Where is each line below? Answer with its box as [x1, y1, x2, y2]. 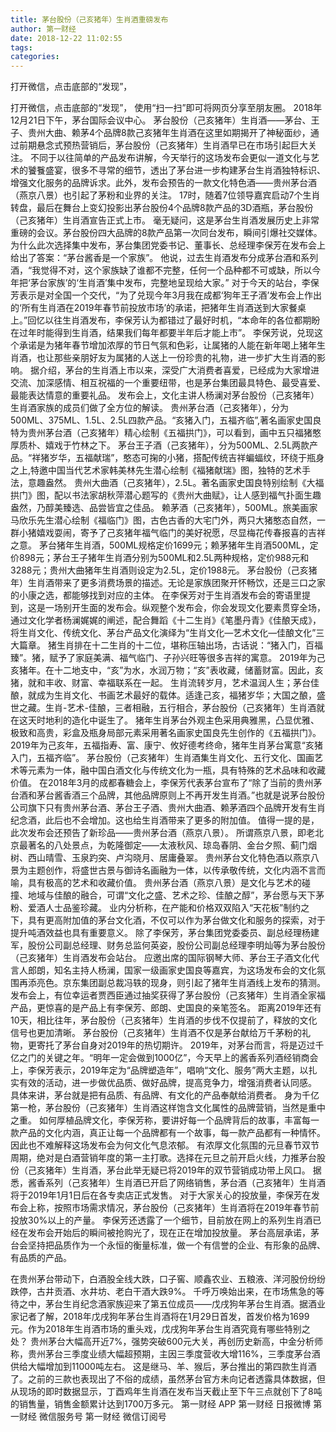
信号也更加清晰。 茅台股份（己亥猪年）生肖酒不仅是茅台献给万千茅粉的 [10, 1027, 302, 1039]
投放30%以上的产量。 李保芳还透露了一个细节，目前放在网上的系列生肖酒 [10, 1214, 313, 1226]
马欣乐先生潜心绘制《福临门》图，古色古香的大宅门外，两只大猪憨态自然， [10, 514, 317, 526]
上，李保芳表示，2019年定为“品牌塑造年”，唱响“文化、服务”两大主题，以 [10, 1064, 309, 1076]
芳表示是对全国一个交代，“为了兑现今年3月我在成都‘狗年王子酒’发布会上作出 [10, 289, 323, 301]
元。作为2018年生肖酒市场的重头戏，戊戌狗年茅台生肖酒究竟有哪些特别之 [10, 1323, 311, 1335]
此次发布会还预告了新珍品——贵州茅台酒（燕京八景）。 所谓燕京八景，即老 [10, 827, 315, 839]
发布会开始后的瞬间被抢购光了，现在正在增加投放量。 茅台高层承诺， [27, 1227, 311, 1239]
